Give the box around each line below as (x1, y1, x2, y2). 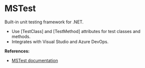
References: (4, 48, 30, 54)
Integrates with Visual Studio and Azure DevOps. (11, 38, 109, 44)
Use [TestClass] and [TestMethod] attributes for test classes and (11, 28, 141, 34)
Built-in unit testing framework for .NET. (4, 19, 84, 25)
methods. (11, 34, 31, 39)
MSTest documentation (11, 57, 58, 63)
